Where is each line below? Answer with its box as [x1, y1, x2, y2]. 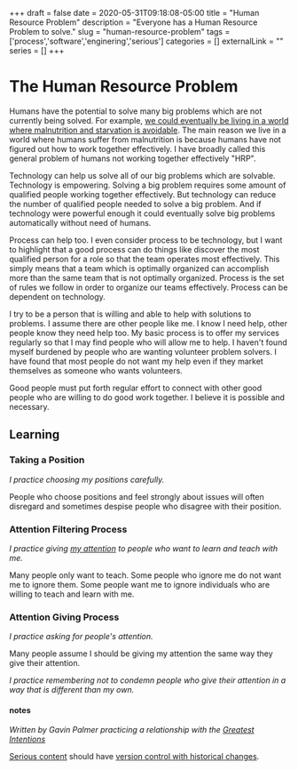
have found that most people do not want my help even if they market [9, 356, 263, 366]
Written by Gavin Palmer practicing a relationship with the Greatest [9, 725, 255, 735]
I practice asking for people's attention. [9, 631, 153, 642]
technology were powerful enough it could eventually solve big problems [9, 208, 276, 219]
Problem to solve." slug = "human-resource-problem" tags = [9, 27, 231, 36]
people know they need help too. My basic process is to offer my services [9, 327, 279, 338]
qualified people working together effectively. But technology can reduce [9, 188, 277, 199]
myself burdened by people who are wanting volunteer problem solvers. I [9, 346, 277, 357]
